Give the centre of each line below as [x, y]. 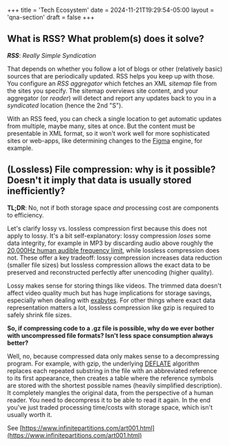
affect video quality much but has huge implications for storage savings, [109, 293]
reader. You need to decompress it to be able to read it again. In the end [109, 400]
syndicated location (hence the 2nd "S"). [65, 105]
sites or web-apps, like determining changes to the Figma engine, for [105, 140]
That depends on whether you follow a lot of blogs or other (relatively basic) [115, 69]
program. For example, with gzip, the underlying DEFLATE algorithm [103, 363]
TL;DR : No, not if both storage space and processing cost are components [113, 208]
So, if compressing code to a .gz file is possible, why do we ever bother [111, 328]
